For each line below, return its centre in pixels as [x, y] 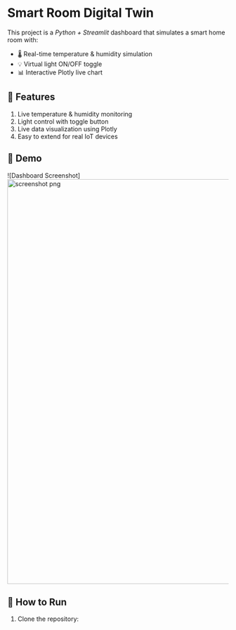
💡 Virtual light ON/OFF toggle [60, 64]
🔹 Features [31, 97]
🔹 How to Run [37, 602]
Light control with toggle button [63, 122]
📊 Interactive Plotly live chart [60, 72]
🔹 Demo [25, 158]
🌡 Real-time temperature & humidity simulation [85, 53]
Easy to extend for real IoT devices [67, 136]
